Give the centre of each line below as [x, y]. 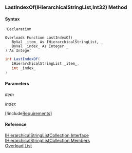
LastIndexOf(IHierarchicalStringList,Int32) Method [66, 7]
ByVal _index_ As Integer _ [40, 46]
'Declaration [18, 29]
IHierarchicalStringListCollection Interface [47, 135]
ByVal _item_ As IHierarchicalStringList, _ [57, 42]
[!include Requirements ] [28, 113]
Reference [16, 124]
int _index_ [24, 68]
